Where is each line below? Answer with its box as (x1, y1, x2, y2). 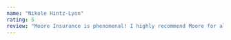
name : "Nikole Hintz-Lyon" (6, 9, 84, 17)
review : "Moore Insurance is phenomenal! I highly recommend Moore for (6, 22, 217, 29)
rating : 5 (6, 16, 35, 23)
